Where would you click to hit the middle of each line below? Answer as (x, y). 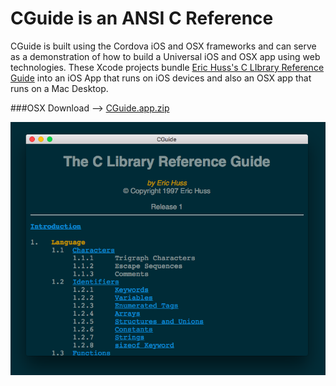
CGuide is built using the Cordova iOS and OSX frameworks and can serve (163, 46)
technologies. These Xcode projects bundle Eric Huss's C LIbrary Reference (167, 67)
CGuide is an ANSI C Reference (142, 18)
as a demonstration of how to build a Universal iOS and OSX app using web (165, 56)
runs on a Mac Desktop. (59, 88)
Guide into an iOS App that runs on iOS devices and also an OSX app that (161, 78)
